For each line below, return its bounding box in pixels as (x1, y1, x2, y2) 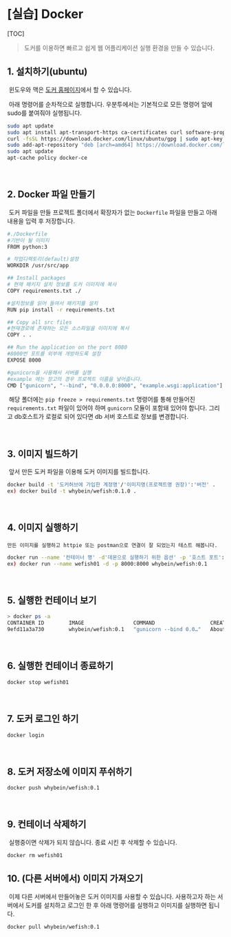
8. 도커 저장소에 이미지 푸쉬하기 (7, 765, 133, 777)
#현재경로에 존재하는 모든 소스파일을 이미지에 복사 (7, 325, 129, 332)
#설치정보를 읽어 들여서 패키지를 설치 (7, 300, 98, 307)
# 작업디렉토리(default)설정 (7, 256, 79, 262)
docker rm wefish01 (7, 852, 63, 858)
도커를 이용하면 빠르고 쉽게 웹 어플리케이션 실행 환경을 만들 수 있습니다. (23, 43, 215, 52)
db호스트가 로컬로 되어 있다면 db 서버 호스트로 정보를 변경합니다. (14, 413, 189, 421)
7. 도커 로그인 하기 (7, 713, 79, 725)
